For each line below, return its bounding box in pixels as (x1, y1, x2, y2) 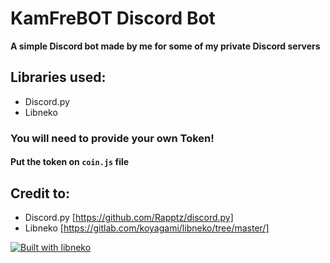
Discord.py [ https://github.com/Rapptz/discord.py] (24, 212, 234, 224)
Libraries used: (10, 69, 107, 86)
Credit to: (10, 185, 71, 202)
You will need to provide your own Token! (10, 131, 215, 145)
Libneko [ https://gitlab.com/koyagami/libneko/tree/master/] (24, 222, 270, 234)
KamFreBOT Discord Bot (10, 7, 216, 30)
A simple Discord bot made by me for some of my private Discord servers (10, 40, 321, 52)
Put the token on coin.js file (10, 156, 130, 168)
